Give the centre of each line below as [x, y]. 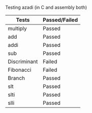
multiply [17, 29]
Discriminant [23, 62]
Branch [17, 78]
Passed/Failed [60, 20]
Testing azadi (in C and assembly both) [46, 7]
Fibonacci [20, 70]
